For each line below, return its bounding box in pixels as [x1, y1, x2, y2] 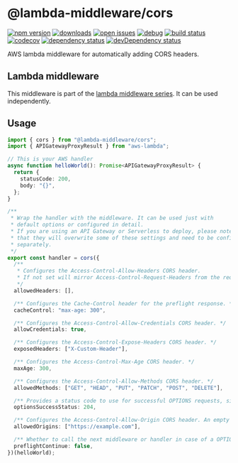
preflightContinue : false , [13, 442, 93, 450]
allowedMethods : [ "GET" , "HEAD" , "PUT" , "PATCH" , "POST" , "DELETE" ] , [13, 384, 224, 391]
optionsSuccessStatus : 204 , [13, 403, 97, 411]
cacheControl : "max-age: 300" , [13, 307, 106, 314]
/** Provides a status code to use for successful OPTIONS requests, [13, 397, 223, 404]
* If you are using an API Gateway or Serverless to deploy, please [10, 228, 217, 235]
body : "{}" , [20, 182, 55, 189]
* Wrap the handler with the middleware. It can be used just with [10, 214, 214, 222]
